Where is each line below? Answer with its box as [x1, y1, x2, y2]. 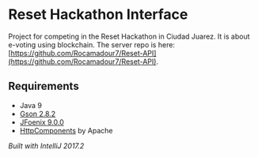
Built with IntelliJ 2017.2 [8, 140, 85, 151]
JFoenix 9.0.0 [19, 117, 65, 127]
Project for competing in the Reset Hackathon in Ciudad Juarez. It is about [8, 32, 250, 41]
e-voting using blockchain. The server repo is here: [8, 39, 176, 49]
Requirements [8, 80, 79, 93]
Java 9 [19, 100, 42, 110]
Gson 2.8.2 [19, 109, 56, 118]
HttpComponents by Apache [19, 125, 113, 135]
